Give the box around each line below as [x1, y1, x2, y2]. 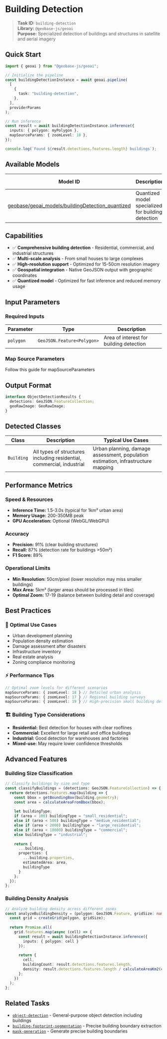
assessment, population [92, 452, 149, 459]
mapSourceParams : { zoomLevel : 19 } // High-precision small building [5, 699, 155, 704]
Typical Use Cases [103, 437, 149, 444]
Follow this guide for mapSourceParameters [5, 367, 95, 373]
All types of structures [33, 448, 85, 455]
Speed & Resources [5, 496, 54, 503]
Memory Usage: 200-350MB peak [12, 513, 84, 519]
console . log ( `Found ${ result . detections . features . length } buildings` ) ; [5, 146, 157, 151]
